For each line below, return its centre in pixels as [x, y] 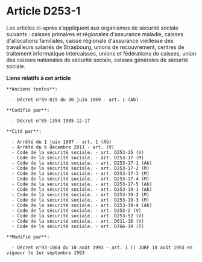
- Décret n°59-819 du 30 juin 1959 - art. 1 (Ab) [75, 100]
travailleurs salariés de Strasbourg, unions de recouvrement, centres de [95, 47]
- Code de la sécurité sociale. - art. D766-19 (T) [78, 226]
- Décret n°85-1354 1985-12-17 [51, 121]
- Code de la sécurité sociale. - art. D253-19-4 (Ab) [82, 205]
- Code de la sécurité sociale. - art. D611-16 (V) [78, 221]
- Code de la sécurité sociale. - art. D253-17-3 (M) [80, 173]
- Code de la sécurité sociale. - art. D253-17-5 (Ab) [82, 184]
